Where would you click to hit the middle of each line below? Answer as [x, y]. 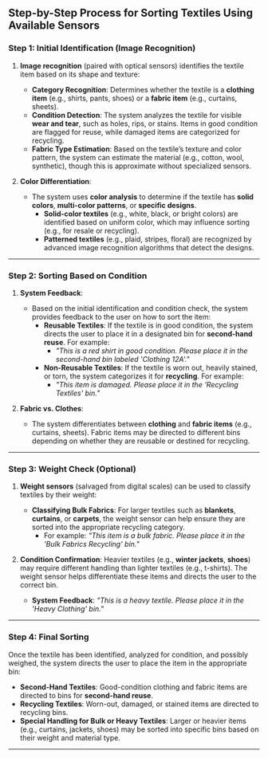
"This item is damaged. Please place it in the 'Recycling [147, 384]
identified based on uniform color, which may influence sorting [146, 222]
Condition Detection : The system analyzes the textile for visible [136, 115]
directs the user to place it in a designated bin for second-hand [148, 333]
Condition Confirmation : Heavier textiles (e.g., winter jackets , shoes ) [135, 560]
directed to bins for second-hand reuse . [87, 695]
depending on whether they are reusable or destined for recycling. [141, 441]
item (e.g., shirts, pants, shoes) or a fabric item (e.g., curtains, [134, 98]
